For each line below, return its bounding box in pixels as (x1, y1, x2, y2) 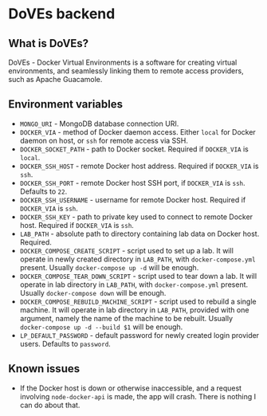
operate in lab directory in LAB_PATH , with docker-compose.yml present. (19, 280, 249, 289)
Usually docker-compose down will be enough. (19, 288, 167, 297)
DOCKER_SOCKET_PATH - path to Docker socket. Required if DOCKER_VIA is (19, 144, 249, 154)
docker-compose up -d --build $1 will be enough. (19, 322, 183, 332)
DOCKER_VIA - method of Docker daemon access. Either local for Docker (19, 127, 257, 136)
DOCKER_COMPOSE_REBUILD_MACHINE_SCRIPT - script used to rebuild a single (19, 296, 257, 306)
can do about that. (19, 400, 80, 410)
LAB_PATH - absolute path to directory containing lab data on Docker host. (19, 229, 260, 238)
